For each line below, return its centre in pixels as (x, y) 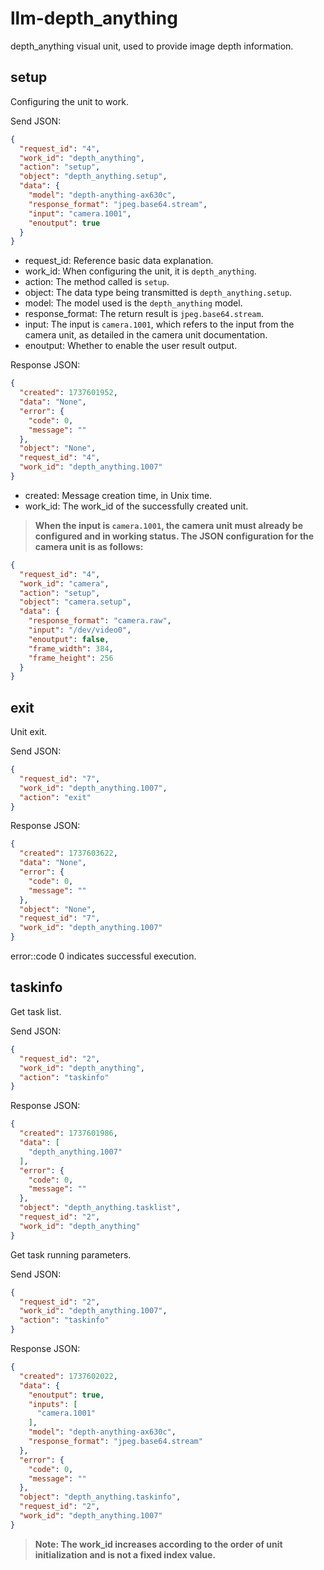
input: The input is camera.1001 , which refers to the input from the (159, 324)
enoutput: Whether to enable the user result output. (131, 346)
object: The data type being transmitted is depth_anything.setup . (158, 293)
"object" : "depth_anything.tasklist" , (100, 1208)
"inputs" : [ (53, 1404)
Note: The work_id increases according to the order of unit (158, 1544)
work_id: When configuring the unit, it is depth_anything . (140, 271)
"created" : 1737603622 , (68, 853)
